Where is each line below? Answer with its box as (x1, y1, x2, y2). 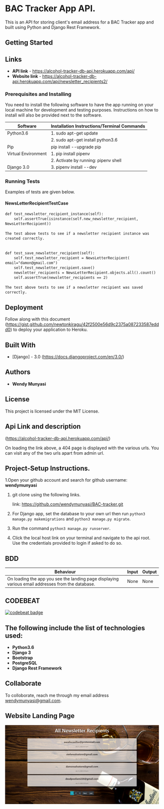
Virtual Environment (7, 150, 47, 157)
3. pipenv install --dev (51, 164, 97, 170)
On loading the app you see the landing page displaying (7, 576, 119, 581)
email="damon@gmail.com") (5, 260, 58, 266)
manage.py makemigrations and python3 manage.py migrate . (12, 516, 131, 522)
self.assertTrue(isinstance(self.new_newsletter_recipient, (14, 216, 139, 222)
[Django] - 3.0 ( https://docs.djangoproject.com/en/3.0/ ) (12, 354, 124, 360)
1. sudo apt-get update (51, 130, 99, 136)
